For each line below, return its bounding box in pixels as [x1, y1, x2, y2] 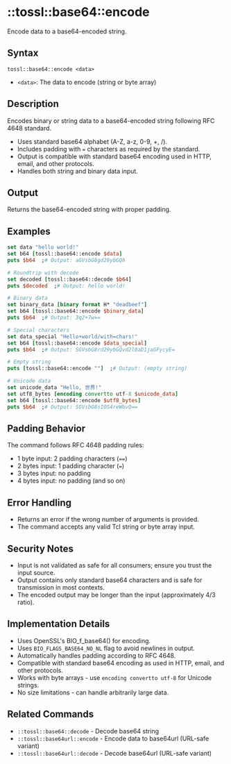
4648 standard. [7, 124, 52, 132]
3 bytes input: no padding [17, 470, 92, 478]
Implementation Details [7, 618, 110, 630]
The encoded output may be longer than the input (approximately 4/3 [17, 591, 216, 599]
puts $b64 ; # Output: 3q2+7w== [7, 314, 101, 322]
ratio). [17, 598, 35, 606]
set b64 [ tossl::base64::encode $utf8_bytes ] [7, 397, 141, 404]
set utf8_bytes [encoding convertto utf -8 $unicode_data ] [7, 390, 178, 397]
